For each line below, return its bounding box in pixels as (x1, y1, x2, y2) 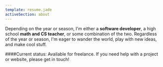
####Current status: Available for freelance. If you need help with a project (5, 51, 159, 57)
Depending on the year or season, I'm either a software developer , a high (5, 25, 156, 31)
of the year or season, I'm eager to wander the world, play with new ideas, (5, 36, 157, 42)
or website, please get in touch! (5, 56, 69, 62)
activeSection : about (5, 12, 50, 17)
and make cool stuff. (5, 41, 47, 47)
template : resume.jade (5, 7, 52, 12)
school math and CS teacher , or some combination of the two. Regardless (5, 31, 157, 37)
